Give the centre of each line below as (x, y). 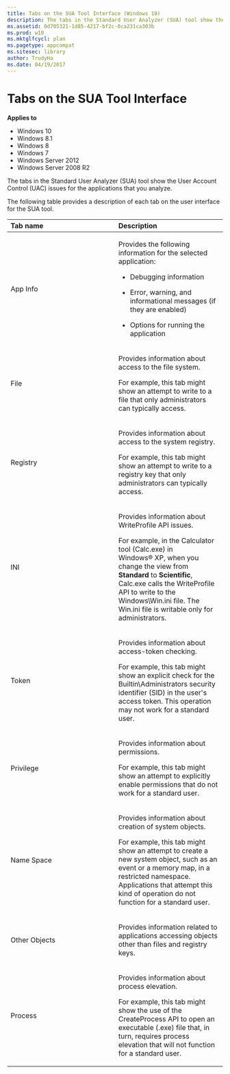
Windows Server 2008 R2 (53, 167)
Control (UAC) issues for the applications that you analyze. (90, 188)
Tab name (27, 225)
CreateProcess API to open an (167, 1019)
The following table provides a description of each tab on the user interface (114, 201)
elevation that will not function (167, 1044)
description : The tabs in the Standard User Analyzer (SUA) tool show (110, 20)
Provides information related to (168, 927)
